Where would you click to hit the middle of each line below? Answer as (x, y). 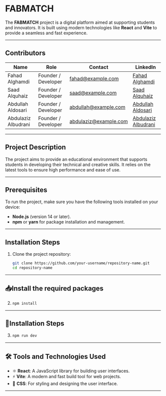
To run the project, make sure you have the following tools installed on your (82, 202)
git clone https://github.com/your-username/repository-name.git (81, 263)
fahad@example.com (94, 78)
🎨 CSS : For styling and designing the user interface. (65, 384)
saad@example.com (93, 93)
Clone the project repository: (41, 254)
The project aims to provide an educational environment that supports (76, 159)
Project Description (36, 147)
